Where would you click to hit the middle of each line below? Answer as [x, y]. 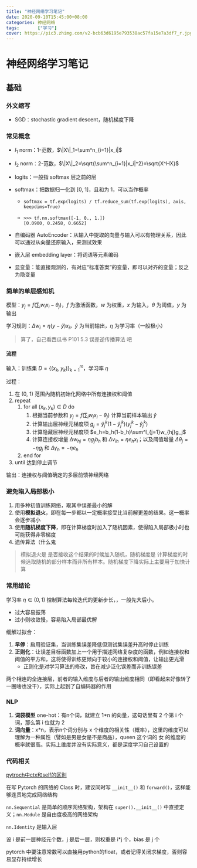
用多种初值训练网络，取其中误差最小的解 [63, 505]
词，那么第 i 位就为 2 [40, 722]
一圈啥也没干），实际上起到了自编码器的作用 [59, 686]
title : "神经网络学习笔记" [35, 11]
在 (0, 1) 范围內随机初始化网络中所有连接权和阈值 [74, 394]
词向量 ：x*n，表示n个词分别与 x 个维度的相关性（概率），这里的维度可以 [101, 730]
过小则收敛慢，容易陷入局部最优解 [56, 619]
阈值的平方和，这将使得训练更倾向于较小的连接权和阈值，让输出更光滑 [99, 659]
